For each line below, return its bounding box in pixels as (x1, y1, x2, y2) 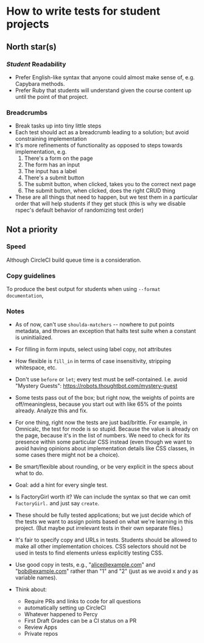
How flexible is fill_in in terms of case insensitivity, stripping (15, 357, 172, 365)
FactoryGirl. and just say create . (15, 500, 99, 507)
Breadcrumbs (6, 108, 47, 117)
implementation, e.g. (15, 148, 67, 156)
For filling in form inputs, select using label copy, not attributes (15, 346, 172, 353)
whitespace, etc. (15, 364, 57, 372)
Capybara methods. (15, 80, 65, 87)
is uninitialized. (15, 334, 53, 341)
